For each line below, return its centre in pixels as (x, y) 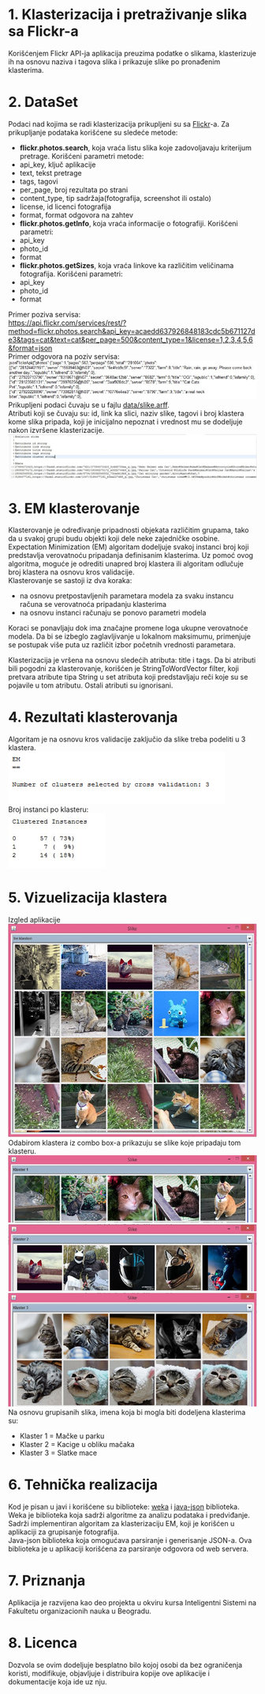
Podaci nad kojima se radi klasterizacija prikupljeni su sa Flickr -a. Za (119, 123)
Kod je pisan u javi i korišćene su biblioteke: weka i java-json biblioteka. (124, 1506)
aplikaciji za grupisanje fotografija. (64, 1532)
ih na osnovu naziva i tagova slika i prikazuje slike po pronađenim (114, 62)
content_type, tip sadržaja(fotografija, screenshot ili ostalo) (115, 198)
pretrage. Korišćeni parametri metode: (82, 156)
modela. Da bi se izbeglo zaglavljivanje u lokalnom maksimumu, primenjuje (129, 637)
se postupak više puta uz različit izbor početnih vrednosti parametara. (122, 645)
